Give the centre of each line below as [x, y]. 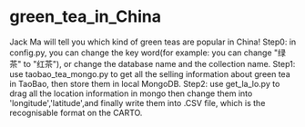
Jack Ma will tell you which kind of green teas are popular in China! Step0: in [153, 42]
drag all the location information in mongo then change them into [131, 93]
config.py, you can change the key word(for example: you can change [141, 53]
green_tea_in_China [86, 17]
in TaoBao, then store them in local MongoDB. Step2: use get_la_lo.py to [145, 83]
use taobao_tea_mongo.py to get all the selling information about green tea [150, 73]
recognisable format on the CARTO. [76, 112]
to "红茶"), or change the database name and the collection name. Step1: [159, 63]
